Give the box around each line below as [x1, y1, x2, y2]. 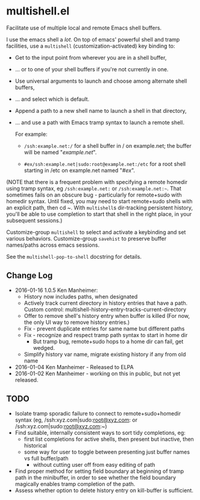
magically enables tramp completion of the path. [14, 480, 136, 487]
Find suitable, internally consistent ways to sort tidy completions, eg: [14, 429, 186, 436]
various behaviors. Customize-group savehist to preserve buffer [6, 235, 167, 242]
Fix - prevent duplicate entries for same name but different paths [23, 324, 185, 332]
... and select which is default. [14, 95, 90, 103]
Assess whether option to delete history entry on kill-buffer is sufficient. [14, 487, 194, 494]
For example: [14, 130, 48, 138]
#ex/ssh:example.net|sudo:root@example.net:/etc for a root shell [23, 160, 186, 167]
